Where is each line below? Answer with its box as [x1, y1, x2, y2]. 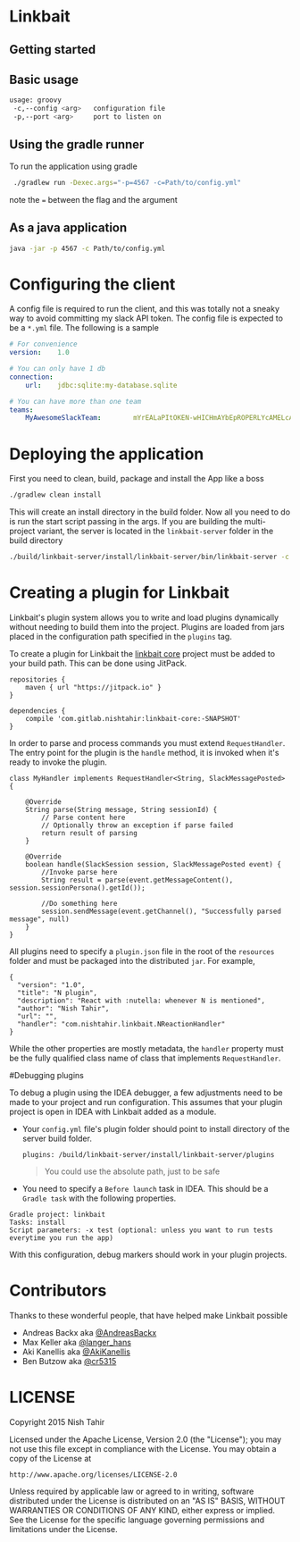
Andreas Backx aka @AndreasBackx [21, 1327, 157, 1337]
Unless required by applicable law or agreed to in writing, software [9, 1486, 254, 1496]
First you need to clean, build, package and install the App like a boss [9, 473, 265, 484]
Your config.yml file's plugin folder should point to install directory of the [21, 1123, 290, 1134]
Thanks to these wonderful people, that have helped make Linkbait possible [9, 1310, 288, 1320]
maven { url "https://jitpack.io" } [25, 683, 162, 691]
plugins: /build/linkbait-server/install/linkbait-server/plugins [21, 1150, 275, 1159]
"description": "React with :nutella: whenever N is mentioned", [17, 996, 266, 1005]
